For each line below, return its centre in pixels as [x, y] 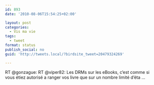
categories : [17, 27]
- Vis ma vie [23, 32]
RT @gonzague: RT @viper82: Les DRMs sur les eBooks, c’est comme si [77, 72]
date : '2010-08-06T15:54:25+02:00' [41, 14]
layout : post [18, 23]
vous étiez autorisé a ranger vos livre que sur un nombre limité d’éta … [75, 77]
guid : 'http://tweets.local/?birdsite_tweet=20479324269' [65, 54]
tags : [10, 36]
